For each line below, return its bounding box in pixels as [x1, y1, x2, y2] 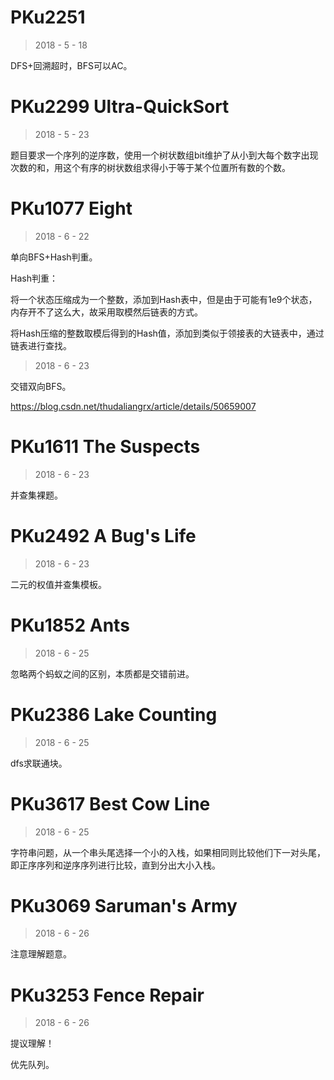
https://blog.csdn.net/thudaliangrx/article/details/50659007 [10, 400, 257, 412]
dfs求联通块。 [10, 757, 68, 769]
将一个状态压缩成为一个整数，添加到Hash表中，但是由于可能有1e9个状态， [10, 293, 318, 305]
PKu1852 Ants [10, 614, 130, 636]
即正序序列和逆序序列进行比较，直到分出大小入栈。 [10, 859, 221, 871]
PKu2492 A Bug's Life [10, 524, 197, 547]
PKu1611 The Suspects [10, 436, 201, 458]
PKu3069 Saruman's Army [10, 894, 238, 917]
